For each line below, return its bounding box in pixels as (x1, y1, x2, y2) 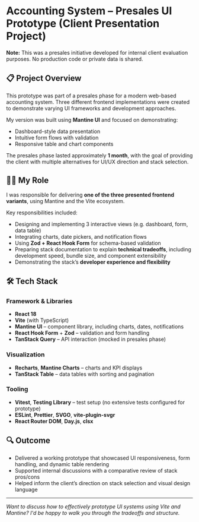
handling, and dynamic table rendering (14, 460, 110, 467)
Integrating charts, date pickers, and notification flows (14, 233, 147, 240)
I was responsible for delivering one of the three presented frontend (6, 191, 175, 198)
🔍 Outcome (6, 435, 50, 446)
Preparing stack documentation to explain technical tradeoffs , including (14, 245, 191, 253)
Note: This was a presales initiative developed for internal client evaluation (6, 49, 188, 56)
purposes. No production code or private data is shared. (6, 55, 143, 62)
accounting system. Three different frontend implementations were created (6, 98, 190, 105)
